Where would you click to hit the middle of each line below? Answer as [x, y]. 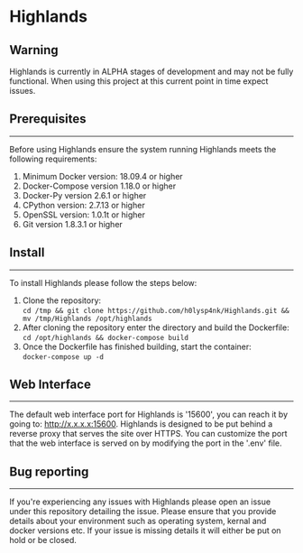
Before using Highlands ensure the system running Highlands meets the [143, 149]
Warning [34, 50]
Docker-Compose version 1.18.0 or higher [99, 186]
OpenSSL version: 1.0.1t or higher [84, 215]
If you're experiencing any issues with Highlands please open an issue [140, 502]
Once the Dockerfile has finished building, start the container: [137, 346]
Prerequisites [48, 119]
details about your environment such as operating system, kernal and [138, 521]
